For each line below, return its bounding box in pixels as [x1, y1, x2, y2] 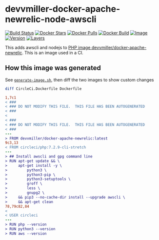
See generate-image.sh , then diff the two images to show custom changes [5, 77, 154, 82]
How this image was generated [5, 64, 101, 72]
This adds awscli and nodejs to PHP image [5, 44, 91, 50]
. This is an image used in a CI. [21, 50, 84, 56]
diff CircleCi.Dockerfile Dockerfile [5, 86, 82, 91]
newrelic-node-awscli [5, 14, 97, 25]
